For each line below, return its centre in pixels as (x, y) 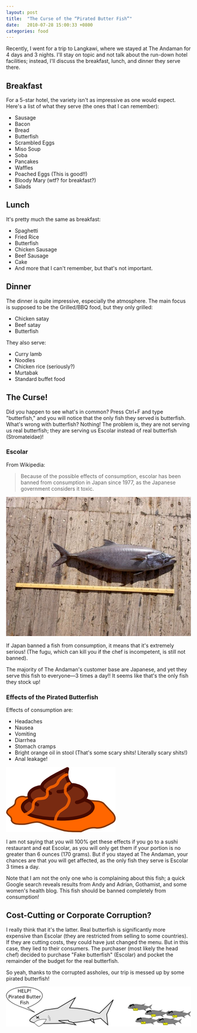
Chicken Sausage (36, 249)
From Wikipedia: (26, 465)
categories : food (27, 31)
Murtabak (26, 373)
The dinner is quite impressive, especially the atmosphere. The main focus (96, 301)
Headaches (28, 721)
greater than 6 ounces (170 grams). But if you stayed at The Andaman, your (97, 855)
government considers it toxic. (57, 488)
